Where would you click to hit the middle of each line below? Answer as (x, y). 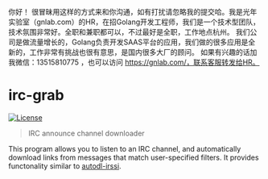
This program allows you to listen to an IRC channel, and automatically (125, 148)
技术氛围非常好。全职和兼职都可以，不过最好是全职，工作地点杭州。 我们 (129, 32)
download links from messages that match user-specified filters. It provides (134, 157)
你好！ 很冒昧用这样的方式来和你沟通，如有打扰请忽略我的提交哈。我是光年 (133, 12)
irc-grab (36, 96)
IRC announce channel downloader (86, 133)
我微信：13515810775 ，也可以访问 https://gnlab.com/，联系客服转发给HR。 (134, 62)
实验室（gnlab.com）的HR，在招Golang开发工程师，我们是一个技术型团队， (134, 22)
